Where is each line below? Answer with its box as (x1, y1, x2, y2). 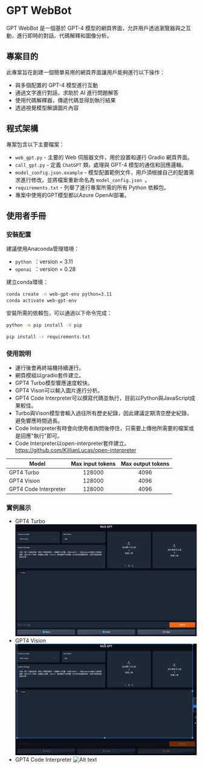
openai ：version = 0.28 (14, 265, 76, 273)
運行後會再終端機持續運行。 (14, 364, 85, 372)
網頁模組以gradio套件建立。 (14, 372, 85, 379)
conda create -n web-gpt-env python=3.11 (6, 291, 112, 297)
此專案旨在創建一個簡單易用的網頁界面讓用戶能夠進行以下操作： (6, 68, 165, 76)
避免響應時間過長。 (14, 417, 63, 424)
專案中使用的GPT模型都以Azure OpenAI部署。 (14, 191, 130, 198)
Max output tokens (120, 460, 170, 467)
